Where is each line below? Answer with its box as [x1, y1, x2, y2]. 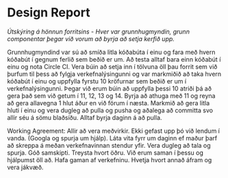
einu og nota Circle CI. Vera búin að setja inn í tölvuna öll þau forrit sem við [7, 62, 218, 71]
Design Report [7, 5, 90, 21]
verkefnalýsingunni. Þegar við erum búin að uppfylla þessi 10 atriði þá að [7, 84, 212, 92]
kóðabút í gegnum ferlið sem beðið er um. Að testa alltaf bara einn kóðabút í [7, 55, 221, 63]
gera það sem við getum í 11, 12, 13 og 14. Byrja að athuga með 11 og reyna [7, 91, 216, 100]
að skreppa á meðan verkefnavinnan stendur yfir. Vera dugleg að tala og [7, 141, 211, 149]
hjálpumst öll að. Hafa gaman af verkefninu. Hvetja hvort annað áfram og [7, 155, 212, 164]
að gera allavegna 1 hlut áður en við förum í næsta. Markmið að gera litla [7, 99, 210, 107]
